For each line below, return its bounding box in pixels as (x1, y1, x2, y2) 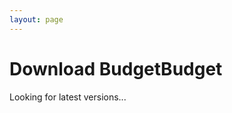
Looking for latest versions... (9, 91, 127, 103)
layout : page (9, 14, 64, 25)
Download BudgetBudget (9, 57, 223, 80)
